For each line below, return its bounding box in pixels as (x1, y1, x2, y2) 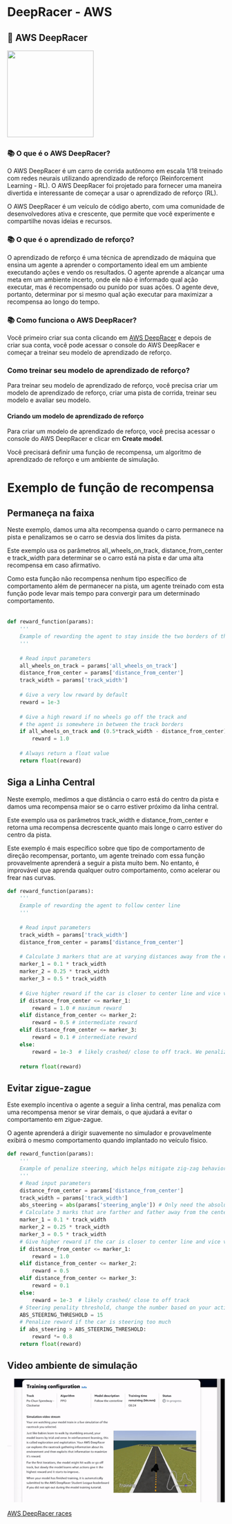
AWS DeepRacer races (7, 1509, 72, 1518)
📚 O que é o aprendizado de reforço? (7, 235, 135, 245)
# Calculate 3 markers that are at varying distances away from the (19, 953, 221, 960)
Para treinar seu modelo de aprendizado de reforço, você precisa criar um (7, 381, 218, 390)
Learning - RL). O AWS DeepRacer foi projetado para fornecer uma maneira (7, 182, 222, 190)
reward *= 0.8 (32, 1333, 72, 1340)
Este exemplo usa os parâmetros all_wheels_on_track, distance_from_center (7, 546, 223, 555)
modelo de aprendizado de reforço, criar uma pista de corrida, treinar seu (7, 389, 217, 397)
